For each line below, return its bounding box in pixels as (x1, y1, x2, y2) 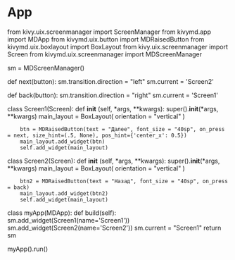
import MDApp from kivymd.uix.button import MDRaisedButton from (7, 35, 205, 43)
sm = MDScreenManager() (7, 63, 85, 72)
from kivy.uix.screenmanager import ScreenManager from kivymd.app (7, 27, 211, 36)
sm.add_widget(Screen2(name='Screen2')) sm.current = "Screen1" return (7, 223, 222, 232)
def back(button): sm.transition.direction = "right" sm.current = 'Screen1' (7, 91, 218, 99)
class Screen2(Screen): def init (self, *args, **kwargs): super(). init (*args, (7, 156, 220, 165)
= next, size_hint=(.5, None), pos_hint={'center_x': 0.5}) (7, 132, 188, 139)
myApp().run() (7, 244, 49, 253)
